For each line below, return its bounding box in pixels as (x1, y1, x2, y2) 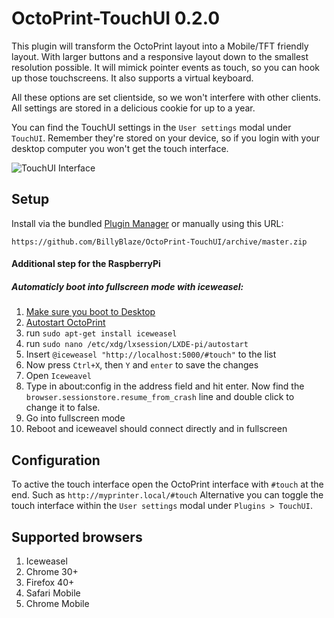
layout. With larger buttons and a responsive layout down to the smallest (11, 50, 309, 62)
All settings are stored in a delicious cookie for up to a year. (11, 102, 256, 114)
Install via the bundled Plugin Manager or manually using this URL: (11, 217, 284, 229)
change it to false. (25, 402, 101, 414)
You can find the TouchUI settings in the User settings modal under (11, 121, 292, 133)
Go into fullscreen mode (25, 412, 126, 424)
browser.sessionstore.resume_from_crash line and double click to (25, 391, 295, 403)
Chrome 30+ (25, 565, 79, 577)
